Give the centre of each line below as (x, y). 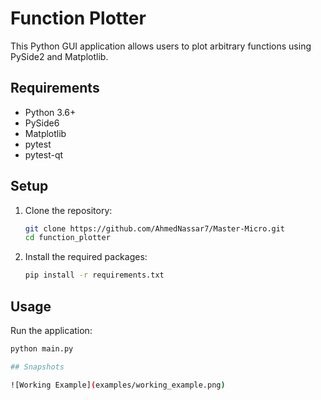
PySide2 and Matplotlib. (59, 56)
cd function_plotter (67, 238)
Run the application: (51, 330)
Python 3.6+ (50, 112)
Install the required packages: (86, 257)
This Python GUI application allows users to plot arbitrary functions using (161, 46)
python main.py (42, 349)
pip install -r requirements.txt (94, 275)
